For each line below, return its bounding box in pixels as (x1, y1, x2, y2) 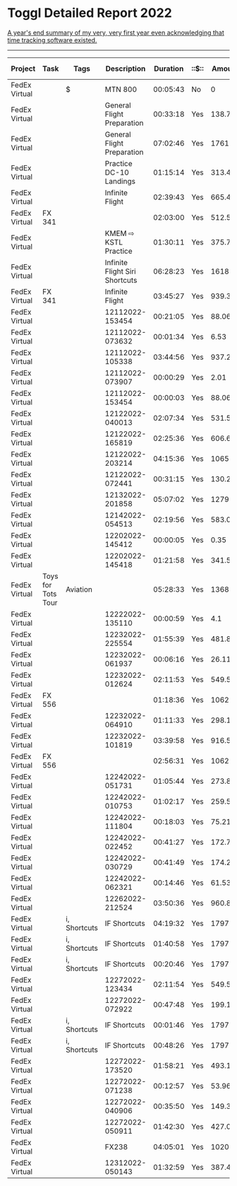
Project (11, 64, 36, 74)
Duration (154, 64, 184, 74)
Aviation (66, 585, 93, 594)
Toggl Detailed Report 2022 (7, 5, 173, 21)
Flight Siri (104, 266, 136, 276)
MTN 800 (104, 84, 138, 94)
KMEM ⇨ (104, 228, 135, 238)
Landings (104, 176, 136, 186)
